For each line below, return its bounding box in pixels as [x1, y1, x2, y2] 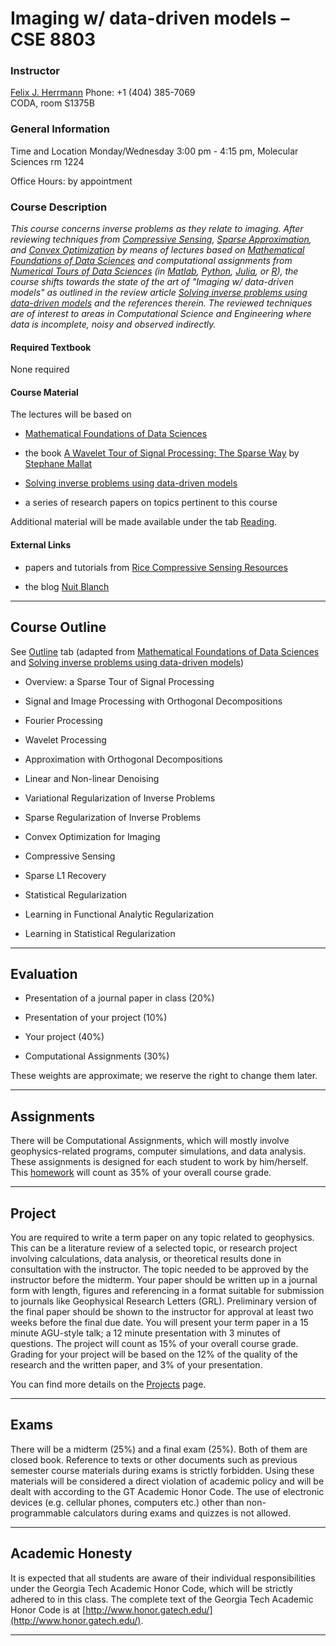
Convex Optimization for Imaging [24, 830, 161, 842]
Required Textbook [10, 341, 92, 353]
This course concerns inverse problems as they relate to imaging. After [10, 223, 304, 235]
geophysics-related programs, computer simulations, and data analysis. [10, 1145, 307, 1157]
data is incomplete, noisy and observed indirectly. [10, 318, 217, 331]
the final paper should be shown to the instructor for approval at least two [10, 1305, 314, 1317]
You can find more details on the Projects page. [10, 1378, 207, 1390]
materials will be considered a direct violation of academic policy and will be [10, 1475, 325, 1487]
